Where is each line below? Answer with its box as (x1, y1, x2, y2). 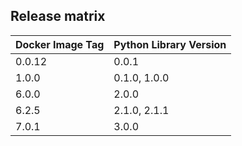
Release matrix (10, 8, 106, 25)
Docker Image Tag (15, 37, 105, 51)
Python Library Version (113, 37, 227, 51)
